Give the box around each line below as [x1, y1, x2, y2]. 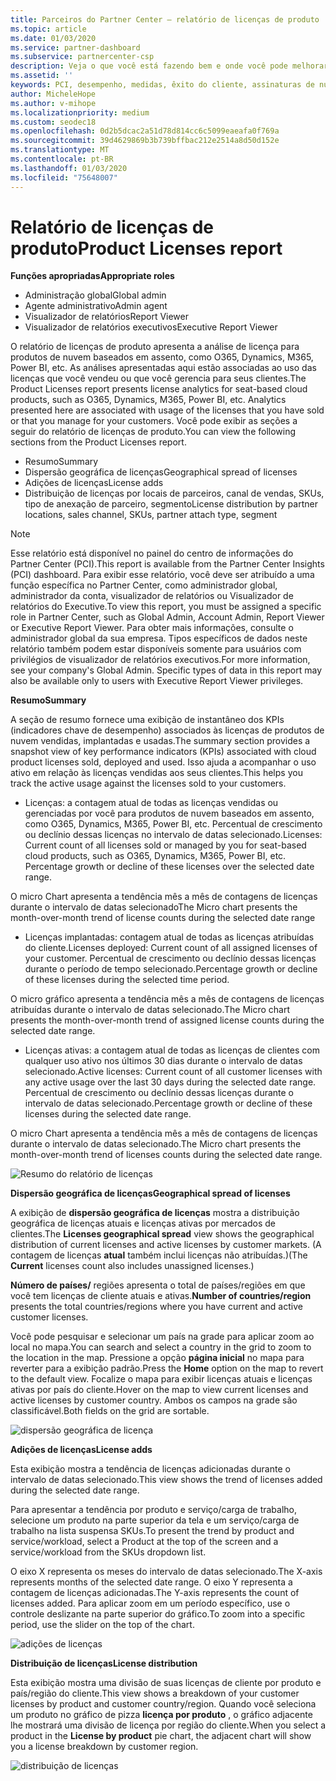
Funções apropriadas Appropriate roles [10, 270, 175, 282]
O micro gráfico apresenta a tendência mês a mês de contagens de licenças [10, 993, 325, 1005]
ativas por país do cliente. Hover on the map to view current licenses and [10, 1384, 309, 1396]
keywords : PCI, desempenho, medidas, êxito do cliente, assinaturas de [10, 80, 315, 90]
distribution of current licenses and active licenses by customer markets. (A [10, 1239, 322, 1251]
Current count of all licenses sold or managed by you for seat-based [24, 839, 307, 851]
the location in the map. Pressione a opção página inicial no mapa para [10, 1352, 305, 1364]
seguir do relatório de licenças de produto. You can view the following [10, 426, 297, 438]
